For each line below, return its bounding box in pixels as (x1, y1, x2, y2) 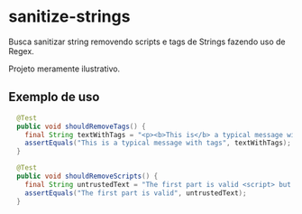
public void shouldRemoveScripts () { (16, 172, 159, 181)
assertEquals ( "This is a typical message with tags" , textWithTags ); (24, 138, 292, 148)
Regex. (8, 45, 35, 56)
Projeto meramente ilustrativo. (8, 63, 121, 74)
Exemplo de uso (8, 89, 100, 105)
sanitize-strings (8, 6, 131, 27)
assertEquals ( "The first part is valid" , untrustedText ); (24, 188, 247, 198)
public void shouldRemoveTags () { (16, 122, 146, 131)
